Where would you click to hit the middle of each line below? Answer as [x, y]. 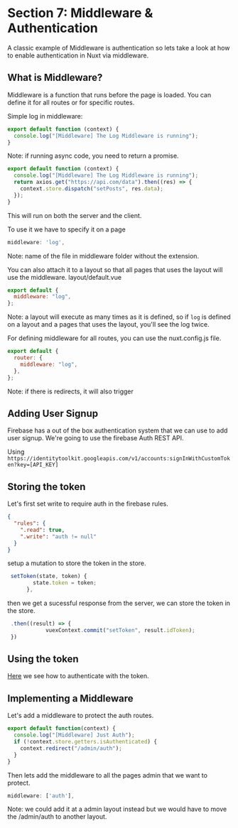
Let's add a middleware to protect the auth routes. [81, 716]
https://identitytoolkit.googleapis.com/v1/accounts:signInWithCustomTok [119, 459]
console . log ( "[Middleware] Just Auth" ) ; [74, 735]
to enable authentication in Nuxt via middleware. [78, 55]
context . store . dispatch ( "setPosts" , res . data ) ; [92, 189]
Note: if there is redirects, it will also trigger [70, 391]
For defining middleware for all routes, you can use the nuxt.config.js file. [114, 338]
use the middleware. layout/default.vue [65, 277]
